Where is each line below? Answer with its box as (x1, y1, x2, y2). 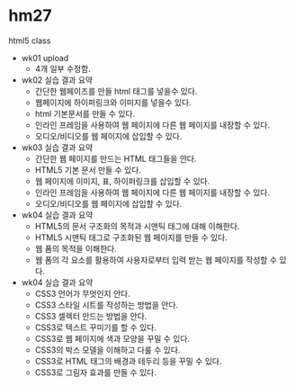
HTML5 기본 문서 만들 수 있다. (34, 164, 141, 175)
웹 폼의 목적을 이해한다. (34, 243, 118, 254)
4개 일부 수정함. (34, 63, 91, 74)
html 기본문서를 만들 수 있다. (34, 108, 136, 119)
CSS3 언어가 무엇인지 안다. (34, 288, 131, 299)
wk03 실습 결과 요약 (21, 141, 94, 153)
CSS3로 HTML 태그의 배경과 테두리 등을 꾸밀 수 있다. (34, 355, 222, 366)
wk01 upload (21, 52, 69, 63)
